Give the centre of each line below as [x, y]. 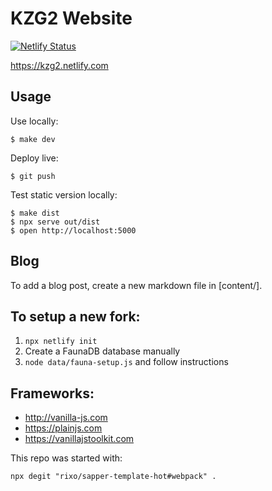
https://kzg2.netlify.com [59, 65]
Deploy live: [34, 158]
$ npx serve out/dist [55, 222]
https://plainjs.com [63, 428]
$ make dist [35, 213]
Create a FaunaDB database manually [102, 351]
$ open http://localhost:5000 [73, 230]
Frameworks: [52, 393]
